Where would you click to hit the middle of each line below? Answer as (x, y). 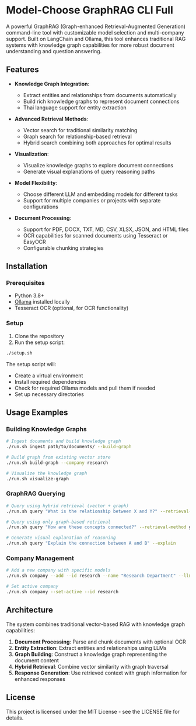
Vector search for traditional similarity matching (80, 130)
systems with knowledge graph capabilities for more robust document (90, 45)
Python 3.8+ (29, 295)
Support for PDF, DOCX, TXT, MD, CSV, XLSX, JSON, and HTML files (106, 229)
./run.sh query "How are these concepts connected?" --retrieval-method (96, 527)
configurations (41, 207)
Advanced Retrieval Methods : (51, 119)
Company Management (40, 558)
